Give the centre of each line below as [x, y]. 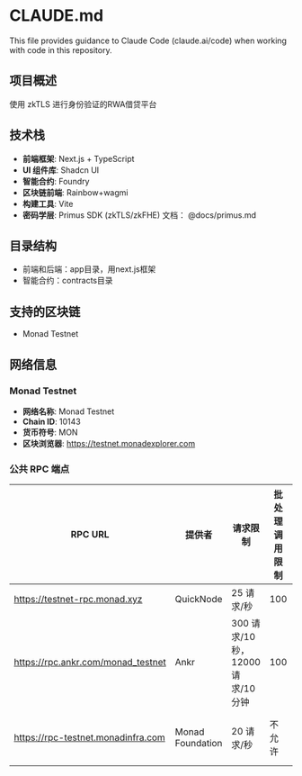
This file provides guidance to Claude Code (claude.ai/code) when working [148, 41]
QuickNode [199, 600]
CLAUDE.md [57, 16]
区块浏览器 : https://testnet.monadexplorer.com [109, 443]
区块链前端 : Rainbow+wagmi [75, 192]
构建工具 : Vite [48, 203]
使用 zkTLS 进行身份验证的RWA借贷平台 [83, 104]
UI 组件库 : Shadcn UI [61, 170]
